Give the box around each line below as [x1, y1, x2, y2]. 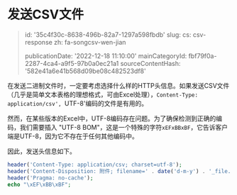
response [24, 38, 53, 46]
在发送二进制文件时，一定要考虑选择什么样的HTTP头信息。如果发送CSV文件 [7, 81, 230, 89]
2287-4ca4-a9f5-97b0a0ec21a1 [24, 59, 119, 67]
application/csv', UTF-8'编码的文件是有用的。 [7, 99, 148, 107]
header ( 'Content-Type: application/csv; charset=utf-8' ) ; [7, 161, 182, 168]
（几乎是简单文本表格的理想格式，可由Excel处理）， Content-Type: [7, 90, 199, 99]
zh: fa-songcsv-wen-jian [54, 38, 126, 46]
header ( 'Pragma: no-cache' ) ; [7, 174, 94, 182]
